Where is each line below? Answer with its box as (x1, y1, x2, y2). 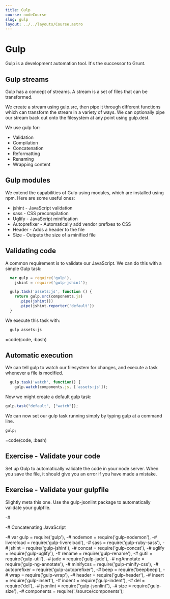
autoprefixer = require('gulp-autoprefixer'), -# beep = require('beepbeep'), (5, 566, 162, 573)
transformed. (5, 94, 33, 100)
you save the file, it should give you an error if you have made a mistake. (5, 471, 157, 477)
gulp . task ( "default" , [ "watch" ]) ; (5, 404, 79, 409)
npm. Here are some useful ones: (5, 195, 75, 201)
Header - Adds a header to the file (12, 226, 85, 232)
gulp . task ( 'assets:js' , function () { (10, 289, 93, 294)
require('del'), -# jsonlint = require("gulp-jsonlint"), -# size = (5, 583, 131, 589)
